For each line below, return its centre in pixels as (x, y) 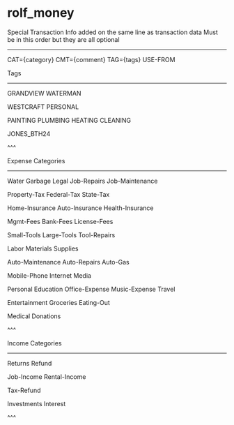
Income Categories (34, 343)
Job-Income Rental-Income (47, 376)
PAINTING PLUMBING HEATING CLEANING (69, 120)
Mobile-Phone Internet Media (49, 275)
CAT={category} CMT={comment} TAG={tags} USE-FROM (91, 59)
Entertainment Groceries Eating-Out (58, 302)
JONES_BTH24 (29, 133)
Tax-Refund (24, 390)
